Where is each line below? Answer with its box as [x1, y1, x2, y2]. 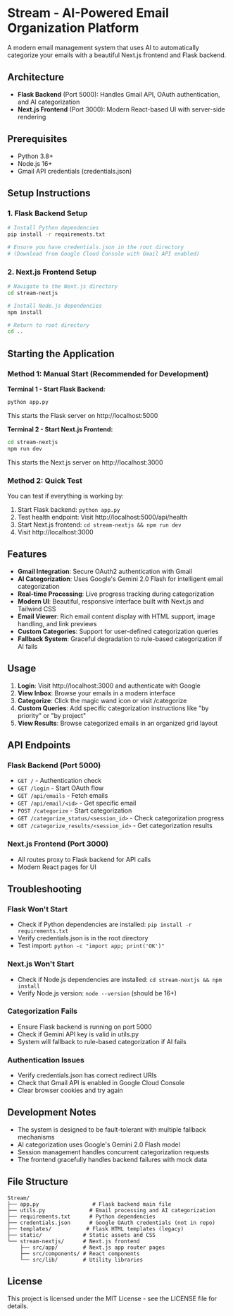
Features [7, 549, 47, 561]
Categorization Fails [7, 1006, 77, 1016]
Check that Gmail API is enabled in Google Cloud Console [17, 1079, 185, 1087]
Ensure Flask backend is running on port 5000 [17, 1022, 153, 1031]
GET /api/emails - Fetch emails [17, 791, 108, 800]
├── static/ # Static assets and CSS [7, 1231, 156, 1238]
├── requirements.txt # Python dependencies [7, 1213, 156, 1220]
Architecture [7, 71, 65, 83]
